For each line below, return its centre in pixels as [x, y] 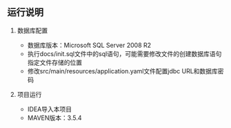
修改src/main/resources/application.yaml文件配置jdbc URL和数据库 [123, 71]
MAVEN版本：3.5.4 [54, 118]
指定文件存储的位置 [55, 62]
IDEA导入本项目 [50, 109]
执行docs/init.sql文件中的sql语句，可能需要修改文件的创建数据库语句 [124, 53]
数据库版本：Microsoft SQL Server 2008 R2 [89, 45]
